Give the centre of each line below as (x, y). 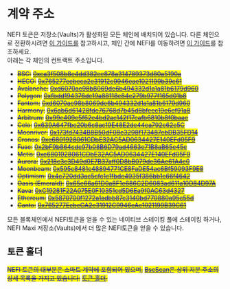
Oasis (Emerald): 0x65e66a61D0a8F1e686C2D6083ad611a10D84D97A (116, 183)
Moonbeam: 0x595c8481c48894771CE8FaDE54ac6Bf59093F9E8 (110, 168)
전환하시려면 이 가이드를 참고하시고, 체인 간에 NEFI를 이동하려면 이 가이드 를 (115, 43)
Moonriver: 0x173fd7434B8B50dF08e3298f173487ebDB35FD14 (107, 132)
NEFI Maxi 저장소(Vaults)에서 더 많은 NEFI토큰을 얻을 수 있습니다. (95, 228)
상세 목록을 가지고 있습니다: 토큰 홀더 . (57, 278)
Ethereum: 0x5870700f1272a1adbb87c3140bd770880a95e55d (105, 198)
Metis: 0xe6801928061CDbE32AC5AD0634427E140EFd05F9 (104, 154)
